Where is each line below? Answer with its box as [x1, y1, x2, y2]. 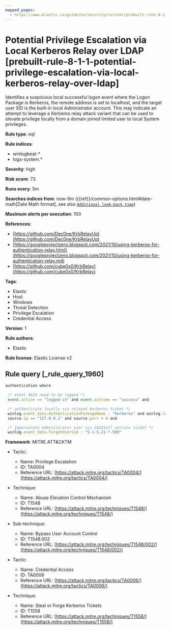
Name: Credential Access [20, 566, 74, 573]
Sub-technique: [12, 521, 46, 527]
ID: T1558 [20, 608, 41, 614]
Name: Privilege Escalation [20, 459, 77, 465]
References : [5, 221, 32, 227]
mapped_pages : [5, 7, 36, 13]
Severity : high [5, 166, 36, 172]
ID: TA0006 [20, 572, 45, 578]
